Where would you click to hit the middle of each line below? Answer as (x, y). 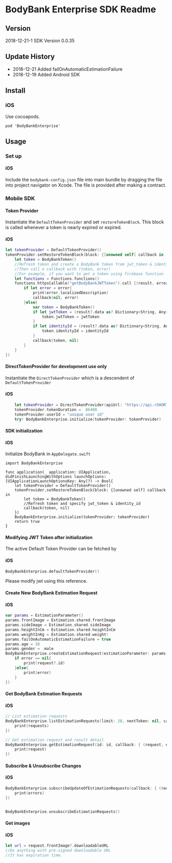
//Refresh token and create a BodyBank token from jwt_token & (83, 264)
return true (27, 522)
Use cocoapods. (23, 116)
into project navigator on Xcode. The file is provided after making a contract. (86, 185)
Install (15, 91)
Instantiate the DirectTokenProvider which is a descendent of (70, 378)
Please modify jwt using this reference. (47, 581)
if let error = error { (48, 288)
